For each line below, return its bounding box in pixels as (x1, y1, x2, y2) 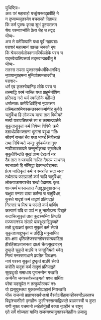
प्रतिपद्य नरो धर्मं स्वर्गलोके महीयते (5, 95, 56, 101)
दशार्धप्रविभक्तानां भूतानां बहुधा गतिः (5, 129, 58, 135)
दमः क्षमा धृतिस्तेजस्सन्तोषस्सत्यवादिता (5, 236, 63, 241)
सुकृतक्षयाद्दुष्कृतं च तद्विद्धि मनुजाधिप (5, 230, 59, 236)
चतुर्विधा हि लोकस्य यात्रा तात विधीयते (5, 112, 63, 118)
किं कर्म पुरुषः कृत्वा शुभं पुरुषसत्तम (5, 22, 57, 28)
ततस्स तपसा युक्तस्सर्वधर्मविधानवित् (5, 67, 60, 73)
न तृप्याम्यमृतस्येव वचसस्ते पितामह (5, 16, 57, 22)
